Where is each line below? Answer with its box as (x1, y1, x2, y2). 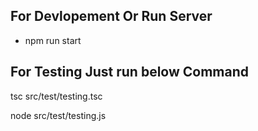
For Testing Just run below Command (10, 64, 250, 81)
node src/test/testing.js (10, 109, 107, 121)
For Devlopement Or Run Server (10, 8, 213, 25)
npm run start (24, 34, 82, 46)
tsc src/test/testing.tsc (10, 90, 103, 102)
